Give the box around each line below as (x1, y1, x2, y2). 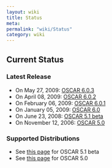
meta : (6, 20, 20, 26)
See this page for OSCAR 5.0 (15, 155, 88, 162)
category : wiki (6, 32, 45, 38)
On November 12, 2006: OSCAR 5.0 (15, 119, 105, 126)
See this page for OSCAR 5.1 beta (15, 148, 100, 156)
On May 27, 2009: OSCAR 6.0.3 (15, 86, 95, 93)
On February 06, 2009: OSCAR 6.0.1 (15, 99, 106, 107)
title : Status (6, 15, 43, 21)
